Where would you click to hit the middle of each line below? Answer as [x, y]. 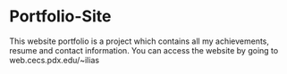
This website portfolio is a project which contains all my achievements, [139, 41]
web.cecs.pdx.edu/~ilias [55, 60]
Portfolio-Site [60, 16]
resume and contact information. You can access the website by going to [144, 50]
